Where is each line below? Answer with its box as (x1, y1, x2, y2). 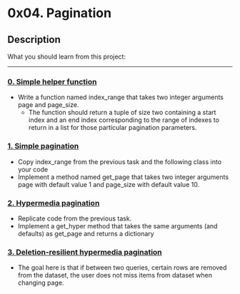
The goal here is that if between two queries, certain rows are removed (17, 263, 227, 272)
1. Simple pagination (7, 141, 79, 151)
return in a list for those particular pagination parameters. (28, 123, 198, 132)
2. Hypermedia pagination (7, 198, 100, 208)
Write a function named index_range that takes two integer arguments (17, 93, 224, 101)
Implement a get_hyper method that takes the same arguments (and (17, 221, 218, 230)
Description (7, 34, 61, 46)
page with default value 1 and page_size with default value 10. (17, 180, 200, 188)
